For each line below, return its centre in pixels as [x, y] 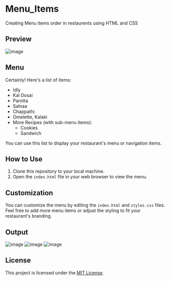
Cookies [29, 128]
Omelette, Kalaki [30, 117]
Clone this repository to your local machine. [58, 171]
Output [17, 232]
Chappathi [23, 111]
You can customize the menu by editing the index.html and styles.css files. [85, 205]
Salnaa [20, 106]
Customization [29, 193]
